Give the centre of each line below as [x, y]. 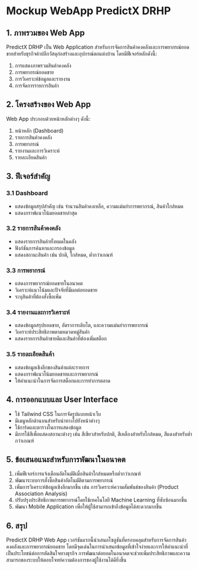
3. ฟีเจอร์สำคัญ [28, 176]
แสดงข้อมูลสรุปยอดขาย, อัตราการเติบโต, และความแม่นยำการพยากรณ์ [81, 325]
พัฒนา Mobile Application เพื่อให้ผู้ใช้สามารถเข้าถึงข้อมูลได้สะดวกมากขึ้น [88, 507]
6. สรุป [17, 526]
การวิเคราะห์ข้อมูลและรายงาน [42, 79]
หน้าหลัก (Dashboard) [39, 130]
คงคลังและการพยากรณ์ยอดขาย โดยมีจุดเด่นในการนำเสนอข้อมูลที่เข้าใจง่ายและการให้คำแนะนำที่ [97, 547]
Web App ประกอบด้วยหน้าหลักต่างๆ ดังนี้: [48, 119]
